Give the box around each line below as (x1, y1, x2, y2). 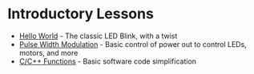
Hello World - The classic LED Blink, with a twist (18, 31, 178, 41)
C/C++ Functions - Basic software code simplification (18, 56, 197, 66)
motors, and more (18, 48, 79, 57)
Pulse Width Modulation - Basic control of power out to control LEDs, (18, 39, 248, 49)
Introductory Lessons (7, 5, 154, 23)
